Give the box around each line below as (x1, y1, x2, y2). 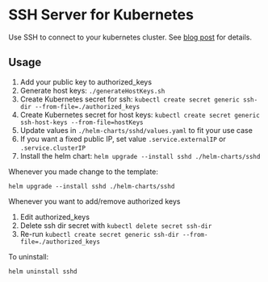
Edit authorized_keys (19, 212, 90, 222)
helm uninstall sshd (8, 267, 78, 276)
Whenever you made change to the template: (8, 167, 159, 176)
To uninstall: (8, 251, 49, 261)
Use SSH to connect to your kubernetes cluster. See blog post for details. (8, 32, 253, 42)
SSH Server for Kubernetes (8, 6, 194, 24)
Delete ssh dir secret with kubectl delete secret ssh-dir (19, 220, 212, 230)
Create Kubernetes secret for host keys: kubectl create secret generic (19, 110, 260, 119)
